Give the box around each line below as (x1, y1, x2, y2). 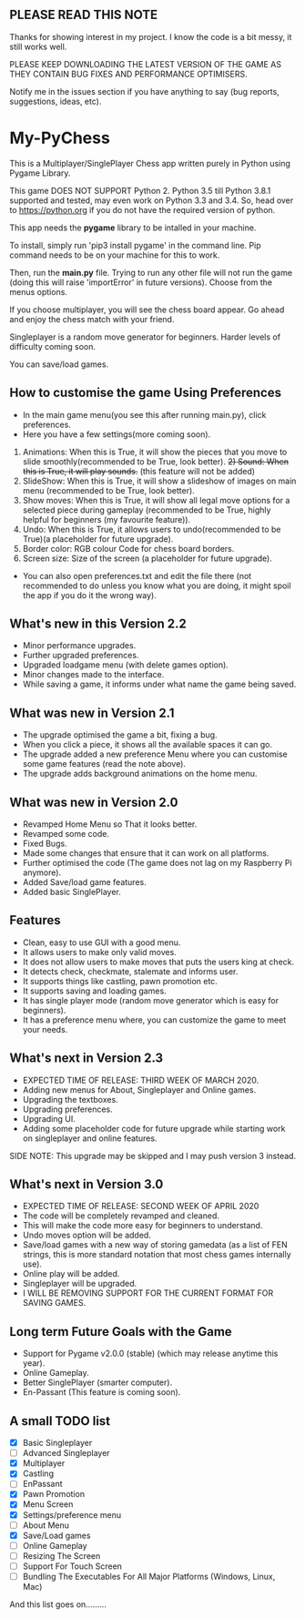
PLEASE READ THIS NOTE (9, 7, 158, 23)
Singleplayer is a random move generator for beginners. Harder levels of (9, 331, 280, 342)
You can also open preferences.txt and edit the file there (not (22, 570, 252, 581)
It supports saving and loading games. (22, 985, 167, 996)
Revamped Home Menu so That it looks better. (22, 819, 198, 830)
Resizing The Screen (22, 1550, 101, 1561)
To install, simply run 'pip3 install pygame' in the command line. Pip (9, 239, 261, 250)
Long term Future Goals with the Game (9, 1324, 232, 1339)
